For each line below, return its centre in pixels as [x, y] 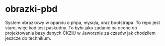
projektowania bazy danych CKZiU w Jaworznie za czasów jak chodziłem [80, 33]
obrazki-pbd [32, 9]
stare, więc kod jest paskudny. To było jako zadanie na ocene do [71, 27]
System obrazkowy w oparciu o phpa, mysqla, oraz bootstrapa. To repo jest [83, 23]
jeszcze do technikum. [28, 38]
